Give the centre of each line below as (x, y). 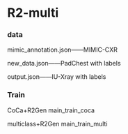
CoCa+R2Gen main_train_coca (51, 110)
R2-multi (33, 13)
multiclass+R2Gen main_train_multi (57, 124)
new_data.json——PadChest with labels (64, 64)
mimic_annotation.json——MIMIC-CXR (63, 50)
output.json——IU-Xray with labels (57, 77)
